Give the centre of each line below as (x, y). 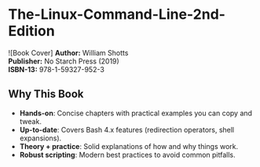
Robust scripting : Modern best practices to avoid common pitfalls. (127, 154)
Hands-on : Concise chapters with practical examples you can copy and (136, 113)
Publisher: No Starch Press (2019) (64, 61)
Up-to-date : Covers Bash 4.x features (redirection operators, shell (127, 129)
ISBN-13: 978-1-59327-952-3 (56, 69)
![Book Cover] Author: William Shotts (68, 53)
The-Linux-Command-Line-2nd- (117, 15)
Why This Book (46, 94)
